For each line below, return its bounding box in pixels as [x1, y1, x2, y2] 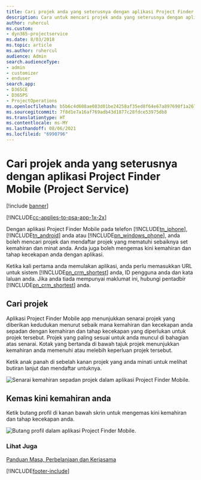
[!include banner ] [6, 202, 49, 209]
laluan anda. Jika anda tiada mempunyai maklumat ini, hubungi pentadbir [6, 275, 186, 282]
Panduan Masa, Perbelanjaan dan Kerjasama [6, 455, 117, 463]
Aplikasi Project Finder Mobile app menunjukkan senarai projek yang [6, 315, 175, 322]
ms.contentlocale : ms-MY [6, 120, 68, 126]
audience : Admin [6, 53, 47, 59]
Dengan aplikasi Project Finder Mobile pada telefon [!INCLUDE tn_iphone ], [6, 225, 188, 232]
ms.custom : [6, 25, 33, 32]
